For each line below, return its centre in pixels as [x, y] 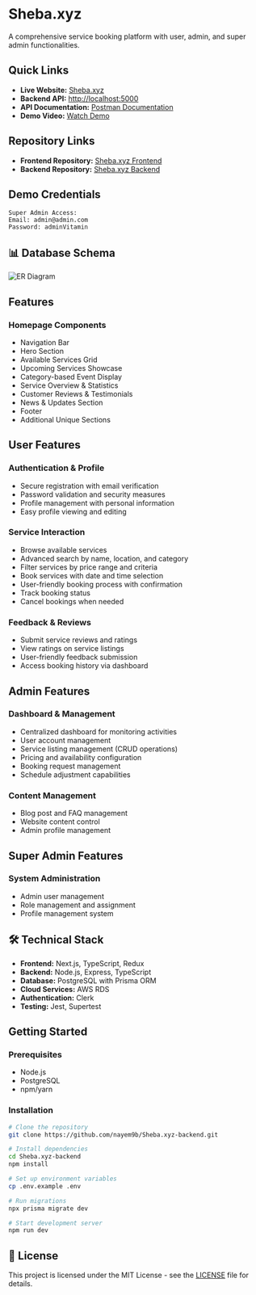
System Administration [55, 879]
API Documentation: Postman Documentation [97, 107]
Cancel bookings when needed [72, 601]
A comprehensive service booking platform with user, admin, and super [127, 36]
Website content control [60, 822]
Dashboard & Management [62, 714]
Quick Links [39, 71]
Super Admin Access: [43, 213]
